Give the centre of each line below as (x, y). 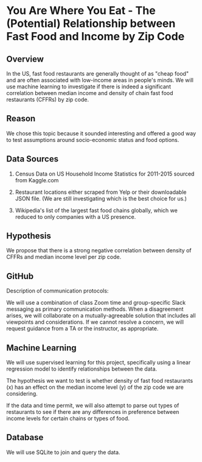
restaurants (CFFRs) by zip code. (48, 99)
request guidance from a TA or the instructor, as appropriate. (82, 329)
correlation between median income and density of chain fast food (90, 93)
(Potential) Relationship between (91, 23)
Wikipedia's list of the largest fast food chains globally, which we (96, 210)
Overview (25, 59)
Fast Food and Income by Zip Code (96, 37)
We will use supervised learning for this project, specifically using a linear (99, 363)
